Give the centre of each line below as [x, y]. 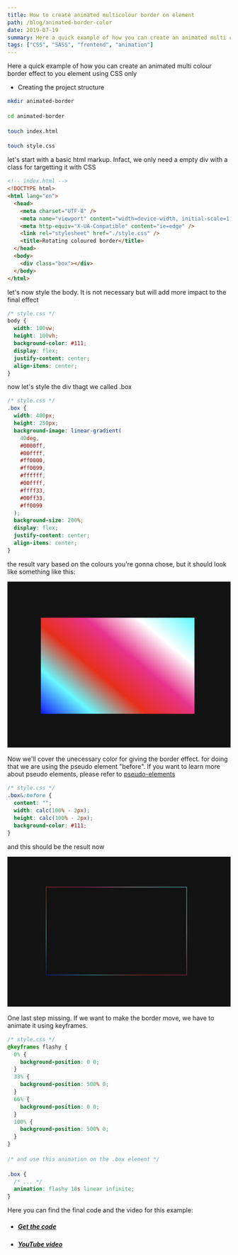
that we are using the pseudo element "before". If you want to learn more [114, 767]
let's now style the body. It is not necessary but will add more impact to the [117, 292]
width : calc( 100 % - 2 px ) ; [52, 811]
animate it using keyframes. [48, 1025]
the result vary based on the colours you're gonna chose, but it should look [117, 564]
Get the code [37, 1226]
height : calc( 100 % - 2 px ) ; [53, 818]
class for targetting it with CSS [52, 168]
